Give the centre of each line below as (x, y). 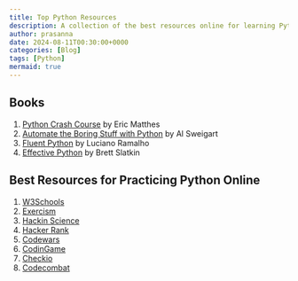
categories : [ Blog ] (45, 51)
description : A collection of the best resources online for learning (142, 26)
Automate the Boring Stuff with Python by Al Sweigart (120, 133)
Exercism (39, 211)
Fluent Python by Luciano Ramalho (86, 143)
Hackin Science (51, 220)
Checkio (37, 258)
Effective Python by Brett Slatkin (81, 152)
